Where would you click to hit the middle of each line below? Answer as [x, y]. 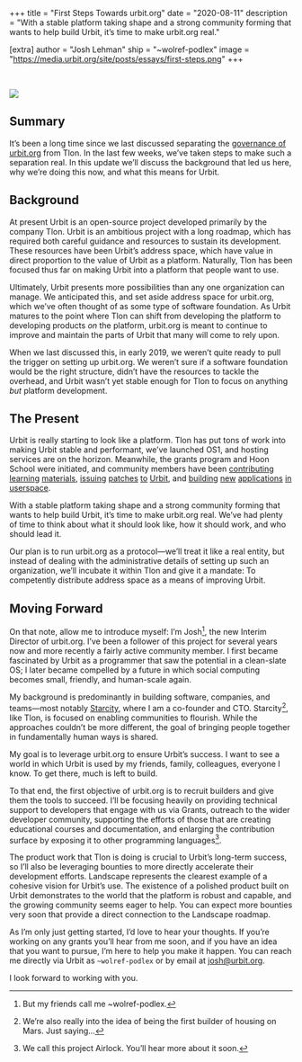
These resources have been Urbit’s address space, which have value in [141, 250]
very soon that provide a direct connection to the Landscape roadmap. [140, 915]
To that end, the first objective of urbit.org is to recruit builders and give [142, 790]
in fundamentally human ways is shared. [84, 736]
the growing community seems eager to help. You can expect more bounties [151, 905]
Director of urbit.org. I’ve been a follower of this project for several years [143, 641]
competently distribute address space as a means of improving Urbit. [138, 580]
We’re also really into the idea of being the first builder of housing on [149, 1022]
